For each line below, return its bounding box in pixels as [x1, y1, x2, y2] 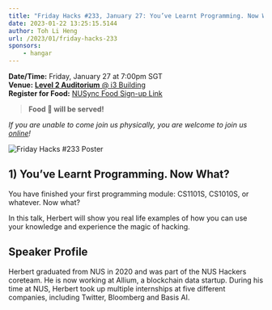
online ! [8, 128, 31, 138]
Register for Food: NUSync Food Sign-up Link [8, 89, 164, 98]
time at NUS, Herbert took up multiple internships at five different [8, 283, 226, 293]
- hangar [23, 49, 53, 57]
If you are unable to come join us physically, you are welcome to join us [8, 120, 248, 129]
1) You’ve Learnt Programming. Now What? [8, 167, 230, 182]
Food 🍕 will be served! [28, 104, 104, 114]
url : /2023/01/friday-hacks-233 [8, 34, 117, 43]
